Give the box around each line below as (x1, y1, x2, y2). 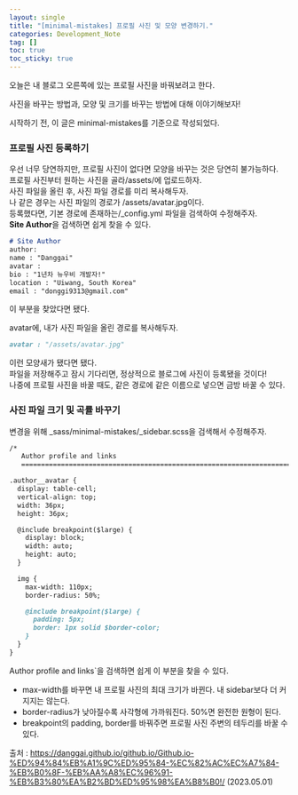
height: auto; (25, 550, 77, 560)
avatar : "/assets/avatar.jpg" (9, 340, 125, 349)
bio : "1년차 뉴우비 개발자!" (9, 270, 106, 279)
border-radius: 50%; (25, 591, 101, 600)
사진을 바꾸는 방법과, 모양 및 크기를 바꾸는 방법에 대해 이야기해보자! (9, 99, 241, 109)
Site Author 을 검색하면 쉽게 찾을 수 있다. (9, 219, 152, 230)
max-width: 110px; (25, 583, 93, 592)
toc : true (9, 46, 46, 55)
